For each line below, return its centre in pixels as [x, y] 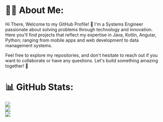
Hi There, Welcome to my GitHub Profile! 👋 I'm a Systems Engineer [74, 24]
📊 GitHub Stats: [39, 87]
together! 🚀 [17, 66]
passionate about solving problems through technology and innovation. [79, 29]
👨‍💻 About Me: [34, 10]
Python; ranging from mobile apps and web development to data [72, 40]
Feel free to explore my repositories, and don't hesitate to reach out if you [81, 55]
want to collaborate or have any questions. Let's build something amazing [82, 60]
